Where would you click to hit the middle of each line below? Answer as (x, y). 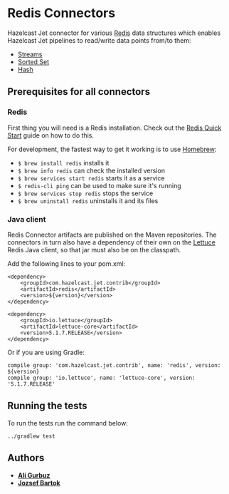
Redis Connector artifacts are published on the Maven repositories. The (112, 235)
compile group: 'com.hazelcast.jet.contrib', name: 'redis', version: (114, 365)
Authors (26, 458)
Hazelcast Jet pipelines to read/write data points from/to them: (99, 40)
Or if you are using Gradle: (46, 352)
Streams (30, 54)
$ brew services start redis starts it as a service (91, 178)
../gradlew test (31, 436)
